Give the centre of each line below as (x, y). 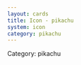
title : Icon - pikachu (40, 20)
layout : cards (28, 14)
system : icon (26, 27)
